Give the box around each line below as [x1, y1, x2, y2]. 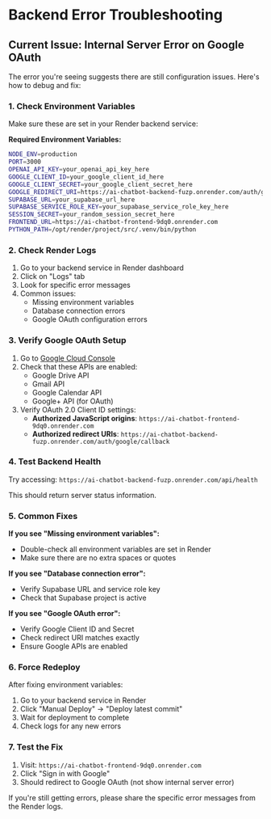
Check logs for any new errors [19, 721, 122, 731]
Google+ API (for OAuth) [31, 396, 115, 406]
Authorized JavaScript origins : [31, 413, 138, 423]
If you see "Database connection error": [8, 568, 146, 579]
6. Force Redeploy [8, 661, 81, 673]
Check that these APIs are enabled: [19, 361, 138, 371]
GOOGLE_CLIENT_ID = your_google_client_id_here [8, 172, 164, 181]
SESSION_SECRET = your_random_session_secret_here [8, 210, 175, 219]
